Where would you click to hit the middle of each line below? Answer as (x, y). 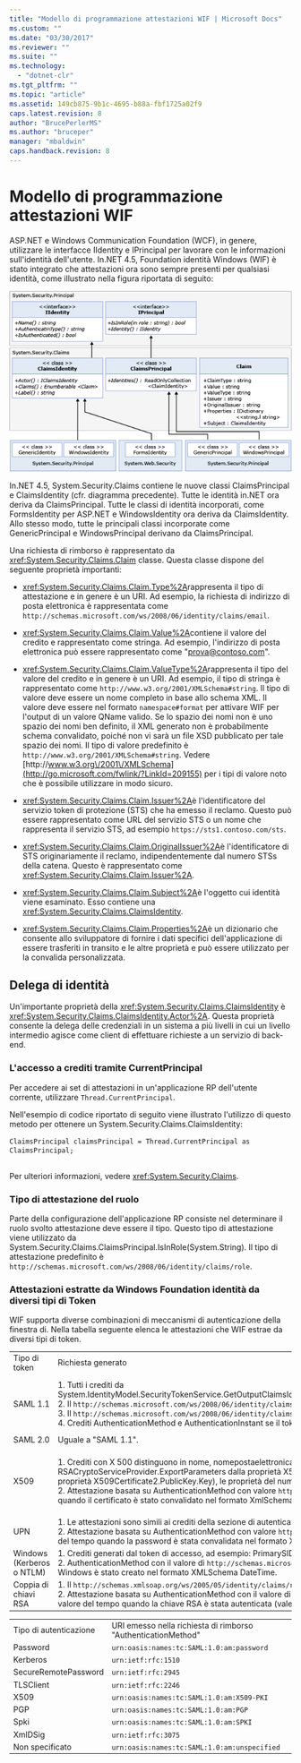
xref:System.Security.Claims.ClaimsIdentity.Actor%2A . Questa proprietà (142, 1016)
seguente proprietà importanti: (66, 569)
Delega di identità (60, 985)
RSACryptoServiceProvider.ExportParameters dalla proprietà (170, 1471)
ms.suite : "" (34, 57)
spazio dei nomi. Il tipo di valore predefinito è (105, 745)
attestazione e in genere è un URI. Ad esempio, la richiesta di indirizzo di (156, 596)
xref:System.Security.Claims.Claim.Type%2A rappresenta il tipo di (143, 586)
